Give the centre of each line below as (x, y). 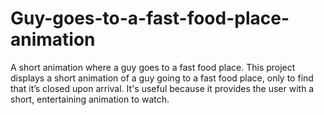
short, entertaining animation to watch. (90, 99)
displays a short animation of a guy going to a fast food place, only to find (162, 78)
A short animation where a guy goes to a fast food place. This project (153, 67)
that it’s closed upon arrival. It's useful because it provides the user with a (162, 88)
